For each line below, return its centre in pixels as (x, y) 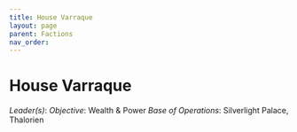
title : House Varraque (51, 17)
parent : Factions (41, 34)
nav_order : (29, 42)
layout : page (33, 26)
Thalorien (27, 120)
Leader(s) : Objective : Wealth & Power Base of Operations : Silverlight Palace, (149, 111)
